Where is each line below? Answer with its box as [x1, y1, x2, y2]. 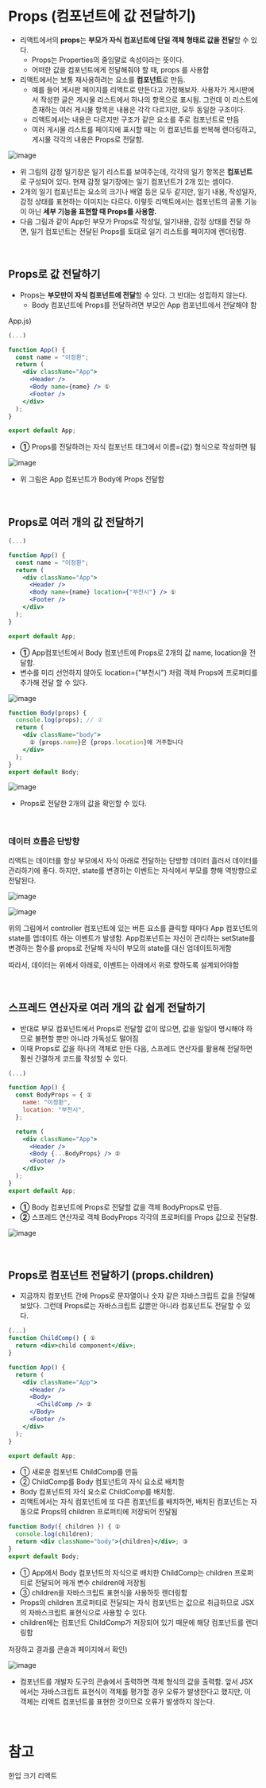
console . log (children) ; [15, 1530, 94, 1538]
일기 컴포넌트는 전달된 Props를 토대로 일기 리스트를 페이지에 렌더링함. [30, 226, 247, 236]
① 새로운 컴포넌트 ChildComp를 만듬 [19, 1467, 139, 1477]
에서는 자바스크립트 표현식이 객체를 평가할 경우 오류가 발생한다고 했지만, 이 [19, 1686, 252, 1696]
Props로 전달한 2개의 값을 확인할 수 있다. [19, 799, 147, 808]
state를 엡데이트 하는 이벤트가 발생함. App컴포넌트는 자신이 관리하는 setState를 [8, 933, 256, 943]
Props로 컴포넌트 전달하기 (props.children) [8, 1268, 214, 1282]
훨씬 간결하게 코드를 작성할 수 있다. [19, 1054, 129, 1063]
